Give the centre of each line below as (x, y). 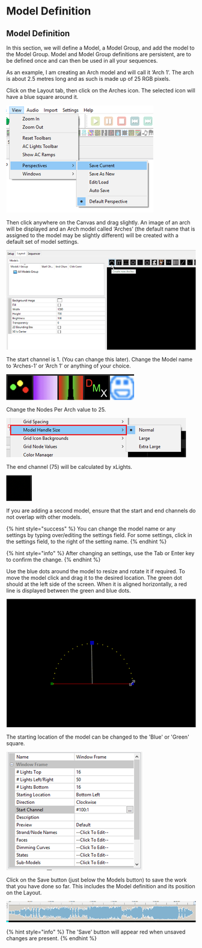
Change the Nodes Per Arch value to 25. (56, 410)
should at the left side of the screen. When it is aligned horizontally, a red (97, 584)
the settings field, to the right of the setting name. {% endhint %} (87, 542)
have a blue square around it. (42, 97)
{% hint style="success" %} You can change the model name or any (91, 529)
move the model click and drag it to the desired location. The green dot (94, 578)
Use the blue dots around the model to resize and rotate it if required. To (96, 571)
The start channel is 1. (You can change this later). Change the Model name (99, 360)
